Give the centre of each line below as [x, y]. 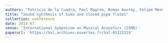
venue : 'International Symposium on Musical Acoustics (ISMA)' [72, 28]
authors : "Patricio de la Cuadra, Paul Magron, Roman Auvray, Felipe [79, 10]
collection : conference [30, 19]
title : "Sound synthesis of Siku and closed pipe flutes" [67, 14]
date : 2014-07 [20, 23]
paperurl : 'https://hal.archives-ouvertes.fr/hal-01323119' [69, 33]
